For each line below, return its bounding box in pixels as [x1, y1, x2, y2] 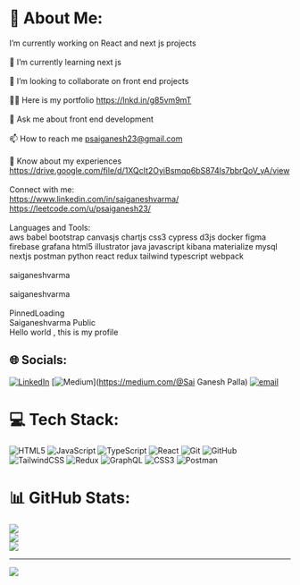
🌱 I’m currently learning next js [9, 56, 122, 67]
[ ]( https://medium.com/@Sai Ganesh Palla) [51, 376, 248, 387]
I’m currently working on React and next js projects [9, 38, 196, 48]
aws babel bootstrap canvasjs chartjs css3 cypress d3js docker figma [9, 232, 266, 242]
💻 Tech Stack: [9, 409, 120, 429]
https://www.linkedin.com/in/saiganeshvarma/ [9, 193, 179, 204]
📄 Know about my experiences [9, 156, 122, 166]
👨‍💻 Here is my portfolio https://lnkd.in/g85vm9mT [9, 94, 192, 106]
